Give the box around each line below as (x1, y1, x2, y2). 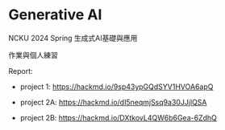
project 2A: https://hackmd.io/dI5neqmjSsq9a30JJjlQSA (19, 97, 207, 107)
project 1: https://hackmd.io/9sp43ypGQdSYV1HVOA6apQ (19, 82, 214, 91)
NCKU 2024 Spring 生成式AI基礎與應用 (8, 33, 138, 43)
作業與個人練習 (8, 50, 58, 59)
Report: (8, 66, 34, 75)
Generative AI (8, 6, 102, 24)
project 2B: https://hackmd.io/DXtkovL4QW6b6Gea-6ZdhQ (19, 112, 218, 122)
